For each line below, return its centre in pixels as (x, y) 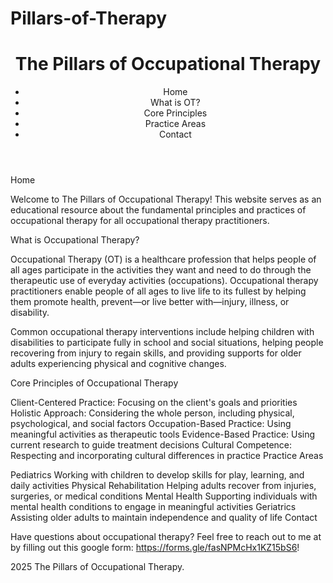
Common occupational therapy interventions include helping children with (162, 332)
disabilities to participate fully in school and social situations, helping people (167, 343)
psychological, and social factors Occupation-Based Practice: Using (151, 424)
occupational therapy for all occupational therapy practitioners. (140, 221)
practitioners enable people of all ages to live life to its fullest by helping (158, 291)
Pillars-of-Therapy (89, 18)
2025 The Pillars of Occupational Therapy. (97, 567)
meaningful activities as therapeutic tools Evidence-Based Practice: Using (163, 434)
